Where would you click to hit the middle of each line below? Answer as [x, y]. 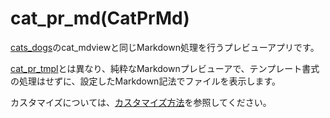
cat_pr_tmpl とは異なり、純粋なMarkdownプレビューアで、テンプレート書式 [165, 68]
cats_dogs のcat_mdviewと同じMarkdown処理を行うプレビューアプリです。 [165, 47]
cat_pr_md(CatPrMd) [100, 18]
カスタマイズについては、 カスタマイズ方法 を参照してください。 [141, 102]
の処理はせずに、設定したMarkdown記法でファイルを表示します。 [145, 81]
